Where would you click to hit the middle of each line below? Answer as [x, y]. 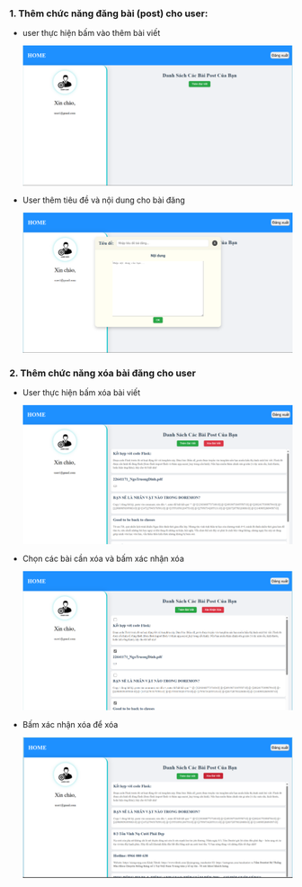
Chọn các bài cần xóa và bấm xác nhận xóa [103, 558]
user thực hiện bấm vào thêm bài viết [91, 33]
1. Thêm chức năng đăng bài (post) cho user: [109, 14]
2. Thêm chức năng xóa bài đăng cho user [102, 373]
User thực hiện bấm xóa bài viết [81, 393]
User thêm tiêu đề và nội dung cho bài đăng [104, 200]
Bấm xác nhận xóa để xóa [70, 725]
